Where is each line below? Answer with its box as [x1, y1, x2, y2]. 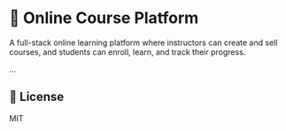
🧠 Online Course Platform [9, 8, 199, 28]
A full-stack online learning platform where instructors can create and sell [9, 37, 278, 48]
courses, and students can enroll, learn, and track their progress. [9, 46, 246, 57]
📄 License [9, 89, 65, 104]
